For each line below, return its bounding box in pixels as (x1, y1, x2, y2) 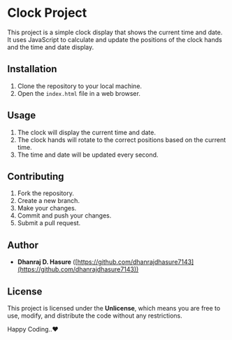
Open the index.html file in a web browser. (17, 89, 141, 97)
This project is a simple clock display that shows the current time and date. (7, 28, 223, 36)
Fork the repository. (17, 189, 75, 197)
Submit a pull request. (17, 219, 81, 227)
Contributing (7, 170, 64, 183)
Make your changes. (17, 204, 77, 213)
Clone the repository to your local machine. (17, 82, 142, 90)
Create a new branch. (17, 197, 80, 205)
